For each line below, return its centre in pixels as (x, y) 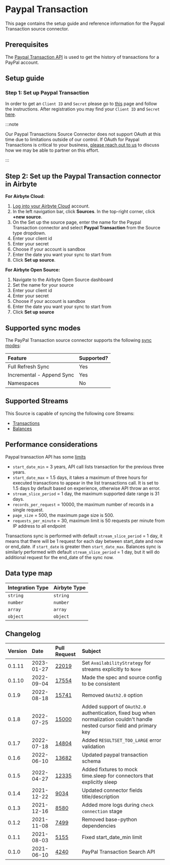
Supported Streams (37, 401)
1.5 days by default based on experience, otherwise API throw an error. (87, 488)
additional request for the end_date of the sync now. (59, 557)
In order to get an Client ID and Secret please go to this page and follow (81, 104)
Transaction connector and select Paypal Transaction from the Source (86, 228)
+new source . (27, 217)
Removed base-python (110, 819)
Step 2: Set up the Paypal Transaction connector (83, 176)
